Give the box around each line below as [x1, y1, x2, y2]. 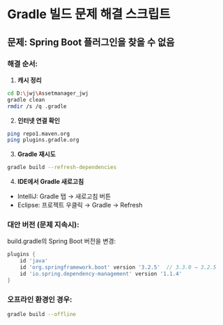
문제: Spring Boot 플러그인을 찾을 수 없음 [7, 36, 175, 48]
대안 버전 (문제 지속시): [7, 220, 79, 230]
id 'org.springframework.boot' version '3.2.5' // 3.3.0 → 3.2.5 [20, 264, 217, 271]
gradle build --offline [7, 311, 77, 318]
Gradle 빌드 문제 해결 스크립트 [7, 6, 171, 22]
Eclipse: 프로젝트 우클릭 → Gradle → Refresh [17, 201, 143, 209]
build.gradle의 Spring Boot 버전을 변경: [7, 237, 116, 246]
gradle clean [7, 96, 45, 103]
